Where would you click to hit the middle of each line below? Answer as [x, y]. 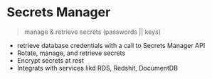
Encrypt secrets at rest [50, 60]
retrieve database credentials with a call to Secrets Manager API [111, 45]
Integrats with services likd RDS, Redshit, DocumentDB [97, 68]
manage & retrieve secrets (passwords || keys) [92, 32]
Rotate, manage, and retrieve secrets [71, 53]
